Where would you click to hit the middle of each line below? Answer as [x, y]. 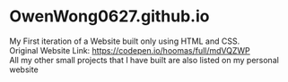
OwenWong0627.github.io [109, 16]
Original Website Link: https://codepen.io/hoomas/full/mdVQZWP [130, 50]
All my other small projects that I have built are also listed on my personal [144, 60]
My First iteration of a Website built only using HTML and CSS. [125, 41]
